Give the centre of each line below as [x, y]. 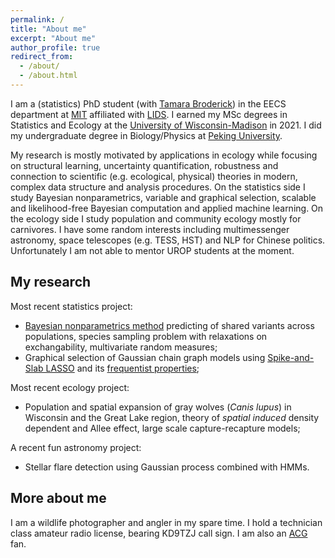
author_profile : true [55, 47]
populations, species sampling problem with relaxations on [146, 336]
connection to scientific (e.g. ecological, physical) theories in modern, [154, 176]
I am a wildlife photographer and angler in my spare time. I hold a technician [166, 522]
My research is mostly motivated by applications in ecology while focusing [164, 155]
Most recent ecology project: [70, 387]
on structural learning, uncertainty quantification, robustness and [144, 165]
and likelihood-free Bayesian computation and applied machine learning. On [167, 208]
